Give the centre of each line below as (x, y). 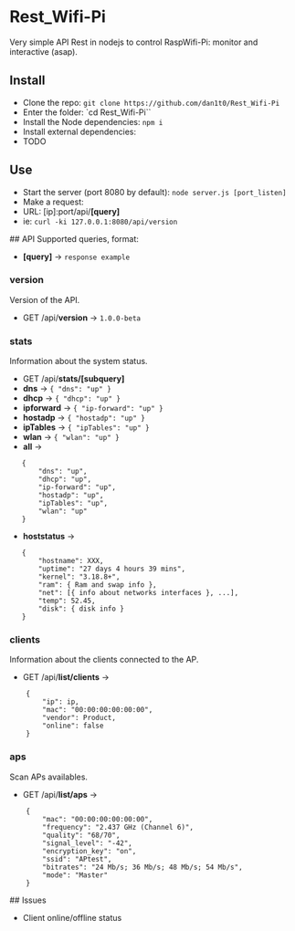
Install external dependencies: (79, 131)
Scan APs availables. (49, 777)
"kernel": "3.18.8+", (79, 577)
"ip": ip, (61, 702)
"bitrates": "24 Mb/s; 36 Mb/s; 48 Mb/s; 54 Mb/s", (143, 867)
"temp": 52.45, (67, 601)
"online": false (73, 726)
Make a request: (53, 202)
